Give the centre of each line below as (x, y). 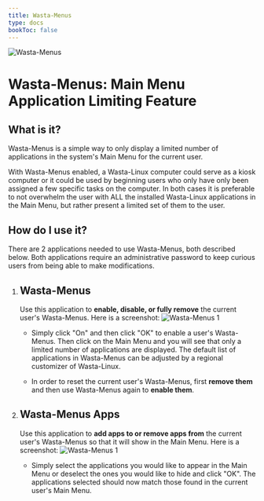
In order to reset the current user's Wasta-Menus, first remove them (142, 381)
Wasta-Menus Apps (70, 414)
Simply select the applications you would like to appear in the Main (139, 465)
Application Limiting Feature (103, 101)
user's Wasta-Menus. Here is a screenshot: (90, 318)
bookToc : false (33, 30)
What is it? (35, 129)
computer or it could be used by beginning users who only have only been (128, 181)
